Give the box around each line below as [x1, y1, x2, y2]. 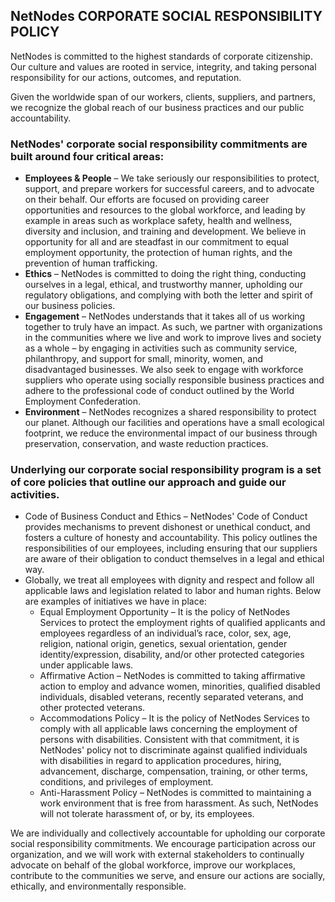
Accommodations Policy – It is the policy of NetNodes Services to [39, 712, 310, 724]
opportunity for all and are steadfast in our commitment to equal [24, 236, 289, 248]
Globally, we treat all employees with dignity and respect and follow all [24, 574, 315, 586]
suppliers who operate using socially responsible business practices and [24, 374, 325, 386]
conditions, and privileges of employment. [39, 776, 214, 788]
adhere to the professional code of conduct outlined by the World [24, 385, 295, 397]
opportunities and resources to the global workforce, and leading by [24, 204, 306, 216]
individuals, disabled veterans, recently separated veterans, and [39, 691, 304, 703]
